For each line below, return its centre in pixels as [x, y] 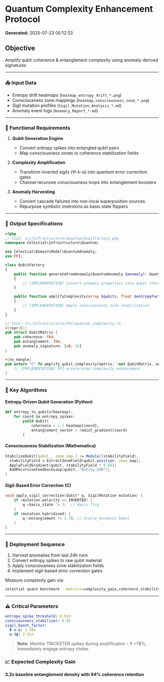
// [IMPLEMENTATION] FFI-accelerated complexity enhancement [77, 369]
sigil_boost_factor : [26, 625]
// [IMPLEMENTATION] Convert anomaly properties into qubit [85, 283]
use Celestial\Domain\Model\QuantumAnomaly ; [51, 252]
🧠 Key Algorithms [26, 390]
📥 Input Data [21, 82]
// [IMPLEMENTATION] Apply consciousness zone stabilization [86, 306]
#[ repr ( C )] [16, 328]
